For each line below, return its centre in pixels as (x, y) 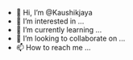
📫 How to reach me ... (53, 47)
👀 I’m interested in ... (50, 21)
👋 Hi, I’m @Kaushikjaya (54, 13)
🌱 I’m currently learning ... (59, 30)
